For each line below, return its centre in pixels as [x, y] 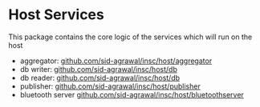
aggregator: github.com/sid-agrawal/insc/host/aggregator [116, 61]
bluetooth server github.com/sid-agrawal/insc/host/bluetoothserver [132, 94]
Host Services [56, 15]
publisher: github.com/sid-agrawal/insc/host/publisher [110, 86]
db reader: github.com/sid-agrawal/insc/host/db [100, 77]
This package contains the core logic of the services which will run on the [130, 37]
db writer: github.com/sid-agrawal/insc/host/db [99, 69]
